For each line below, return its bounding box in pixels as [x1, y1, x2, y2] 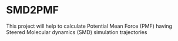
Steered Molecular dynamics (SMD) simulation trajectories [6, 28, 147, 35]
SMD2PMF [6, 3, 59, 17]
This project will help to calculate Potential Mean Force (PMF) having [6, 23, 172, 29]
